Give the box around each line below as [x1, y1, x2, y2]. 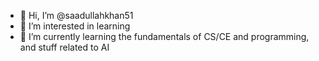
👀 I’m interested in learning [19, 20, 131, 32]
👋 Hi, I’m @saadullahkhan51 [19, 10, 134, 21]
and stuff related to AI [19, 41, 110, 53]
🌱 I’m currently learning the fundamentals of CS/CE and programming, [19, 31, 310, 42]
